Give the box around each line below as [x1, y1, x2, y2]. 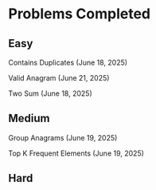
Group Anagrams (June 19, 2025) [8, 133, 118, 142]
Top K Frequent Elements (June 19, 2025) [8, 148, 145, 158]
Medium [8, 112, 50, 125]
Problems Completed [8, 5, 151, 23]
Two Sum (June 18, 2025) [8, 89, 93, 98]
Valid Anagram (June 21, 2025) [8, 73, 110, 82]
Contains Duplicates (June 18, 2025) [8, 57, 128, 67]
